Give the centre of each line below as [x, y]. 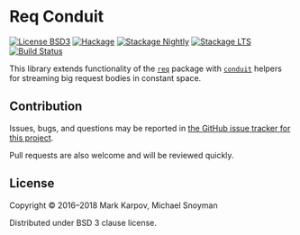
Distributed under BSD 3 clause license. [83, 222]
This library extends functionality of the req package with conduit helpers [145, 68]
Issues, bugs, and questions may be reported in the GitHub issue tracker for [150, 128]
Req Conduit [57, 17]
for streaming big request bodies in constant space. [105, 77]
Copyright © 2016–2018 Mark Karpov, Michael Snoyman [114, 205]
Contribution [46, 107]
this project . [32, 138]
